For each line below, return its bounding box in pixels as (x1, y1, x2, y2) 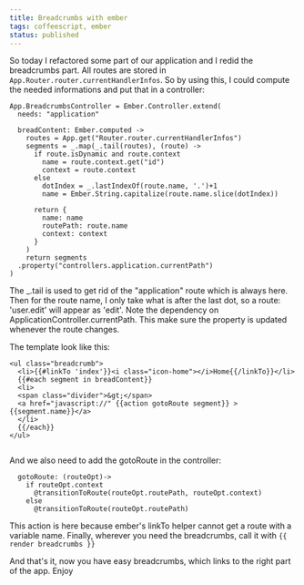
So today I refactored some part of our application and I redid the (9, 56, 253, 67)
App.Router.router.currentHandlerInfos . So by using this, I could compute (9, 75, 290, 86)
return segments (25, 253, 88, 262)
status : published (9, 30, 79, 39)
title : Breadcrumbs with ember (9, 13, 128, 23)
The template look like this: (9, 342, 111, 353)
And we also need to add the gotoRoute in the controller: (9, 455, 221, 466)
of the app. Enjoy (9, 566, 74, 577)
